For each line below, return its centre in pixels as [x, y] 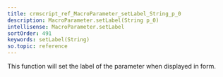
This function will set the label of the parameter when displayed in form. [112, 66]
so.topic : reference [38, 46]
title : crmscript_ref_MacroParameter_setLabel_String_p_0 [94, 14]
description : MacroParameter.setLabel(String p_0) [83, 20]
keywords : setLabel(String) [49, 40]
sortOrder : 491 [30, 33]
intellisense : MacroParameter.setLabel [66, 27]
